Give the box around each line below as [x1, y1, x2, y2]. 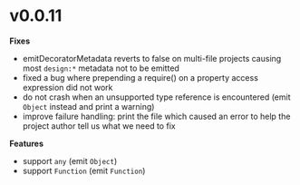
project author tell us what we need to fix [22, 120, 176, 131]
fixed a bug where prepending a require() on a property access [22, 72, 258, 83]
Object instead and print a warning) [22, 101, 155, 112]
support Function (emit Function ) [22, 165, 146, 176]
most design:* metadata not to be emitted [22, 63, 179, 73]
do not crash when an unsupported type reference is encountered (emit [22, 92, 292, 102]
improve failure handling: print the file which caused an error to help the [22, 111, 291, 122]
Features [9, 138, 44, 149]
